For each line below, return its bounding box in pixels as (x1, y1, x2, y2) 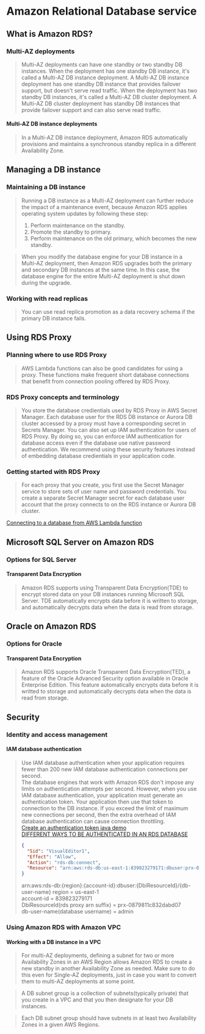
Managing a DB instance (6, 164, 101, 175)
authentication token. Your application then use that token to (21, 798, 173, 805)
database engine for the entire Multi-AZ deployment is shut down (21, 272, 185, 279)
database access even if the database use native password (21, 439, 171, 447)
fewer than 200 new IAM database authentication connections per (21, 766, 188, 773)
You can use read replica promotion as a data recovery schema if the (21, 308, 195, 316)
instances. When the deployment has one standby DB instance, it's (21, 67, 190, 75)
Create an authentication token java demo (21, 824, 127, 831)
